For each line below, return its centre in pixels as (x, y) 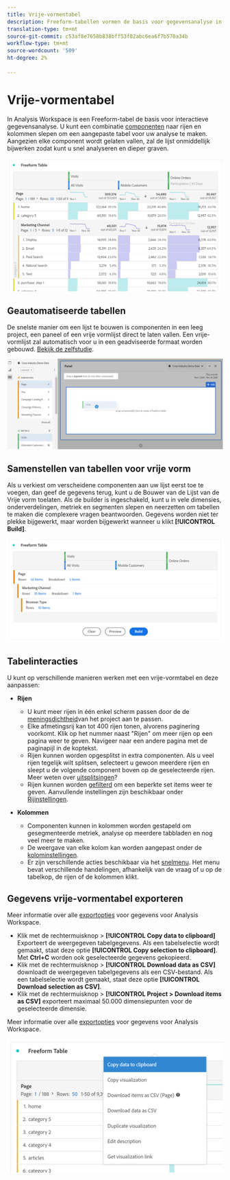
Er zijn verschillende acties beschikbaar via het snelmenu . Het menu (124, 862)
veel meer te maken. (56, 840)
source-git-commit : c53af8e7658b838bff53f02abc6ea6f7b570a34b (98, 36)
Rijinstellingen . (48, 799)
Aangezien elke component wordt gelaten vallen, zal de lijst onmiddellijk (108, 141)
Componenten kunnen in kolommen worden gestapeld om (109, 826)
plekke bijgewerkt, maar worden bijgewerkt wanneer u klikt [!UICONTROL (111, 521)
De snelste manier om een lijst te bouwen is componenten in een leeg (105, 327)
